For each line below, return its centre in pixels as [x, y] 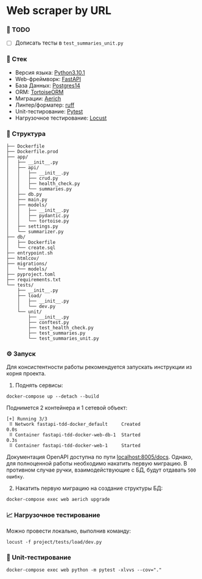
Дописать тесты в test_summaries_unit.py [69, 43]
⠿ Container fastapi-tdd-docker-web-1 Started [75, 446]
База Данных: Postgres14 [48, 85]
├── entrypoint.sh [30, 253]
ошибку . [15, 477]
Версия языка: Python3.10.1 [50, 72]
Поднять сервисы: [39, 386]
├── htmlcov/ [23, 259]
